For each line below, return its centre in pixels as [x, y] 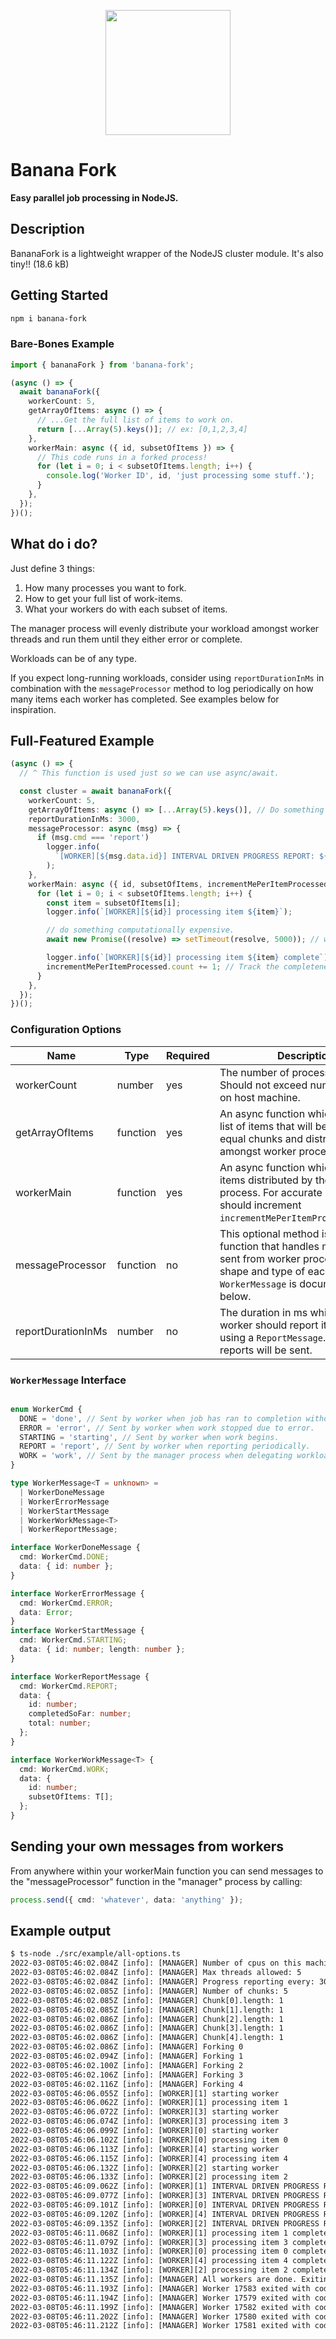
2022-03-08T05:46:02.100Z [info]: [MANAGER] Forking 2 [127, 2065]
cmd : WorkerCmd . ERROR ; [66, 1603]
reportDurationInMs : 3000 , [84, 819]
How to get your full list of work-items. [103, 598]
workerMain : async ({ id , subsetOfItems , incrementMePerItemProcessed [178, 884]
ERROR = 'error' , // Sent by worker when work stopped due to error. [167, 1428]
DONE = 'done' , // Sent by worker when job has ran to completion [160, 1418]
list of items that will [266, 1126]
